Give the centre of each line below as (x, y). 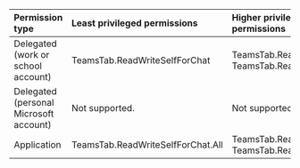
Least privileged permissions (134, 23)
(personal (34, 103)
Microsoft (34, 113)
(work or (32, 55)
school (28, 66)
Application (37, 144)
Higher (246, 17)
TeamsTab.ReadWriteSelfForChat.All (147, 144)
